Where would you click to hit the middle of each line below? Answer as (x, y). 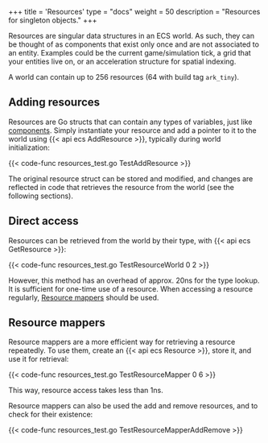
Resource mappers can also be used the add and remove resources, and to (133, 406)
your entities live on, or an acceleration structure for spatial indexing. (122, 61)
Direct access (43, 221)
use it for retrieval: (39, 359)
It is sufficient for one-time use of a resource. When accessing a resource (131, 288)
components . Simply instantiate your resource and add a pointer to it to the (133, 130)
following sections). (41, 196)
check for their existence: (51, 415)
